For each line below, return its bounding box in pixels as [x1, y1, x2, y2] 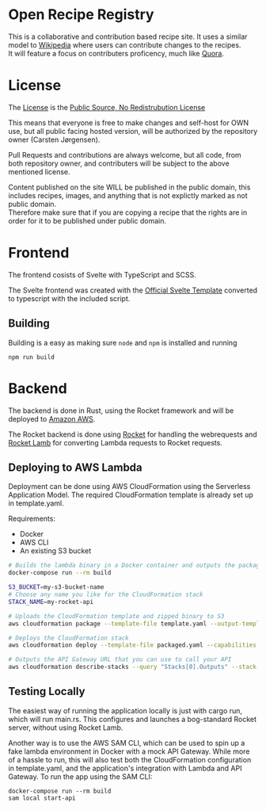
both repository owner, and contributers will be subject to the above [8, 159, 230, 168]
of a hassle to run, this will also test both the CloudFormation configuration [8, 755, 252, 764]
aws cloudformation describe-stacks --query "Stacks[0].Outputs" [8, 663, 228, 671]
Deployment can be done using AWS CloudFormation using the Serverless [8, 482, 251, 491]
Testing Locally [8, 685, 85, 698]
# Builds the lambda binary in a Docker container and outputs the [8, 561, 236, 570]
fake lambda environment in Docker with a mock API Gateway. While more [8, 747, 250, 756]
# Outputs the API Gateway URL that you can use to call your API [8, 655, 232, 663]
